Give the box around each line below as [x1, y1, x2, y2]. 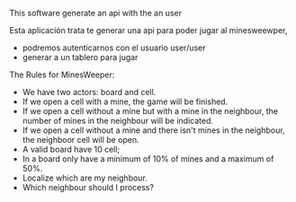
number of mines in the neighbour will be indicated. [22, 116, 214, 126]
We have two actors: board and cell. [22, 87, 157, 97]
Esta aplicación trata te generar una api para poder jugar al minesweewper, [9, 25, 288, 35]
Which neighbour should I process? [22, 182, 155, 192]
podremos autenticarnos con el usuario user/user [22, 42, 206, 53]
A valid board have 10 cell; [22, 144, 121, 154]
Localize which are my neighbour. [22, 172, 148, 183]
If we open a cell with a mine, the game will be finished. [22, 96, 229, 107]
